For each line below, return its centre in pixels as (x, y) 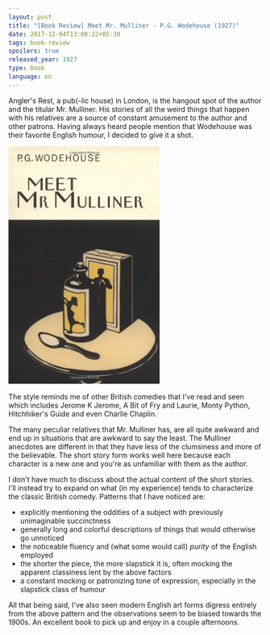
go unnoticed (42, 537)
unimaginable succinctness (65, 520)
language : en (30, 77)
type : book (27, 69)
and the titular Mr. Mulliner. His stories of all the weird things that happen (129, 109)
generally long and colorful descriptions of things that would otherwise (138, 529)
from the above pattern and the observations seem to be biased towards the (135, 613)
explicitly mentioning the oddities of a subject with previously (122, 512)
